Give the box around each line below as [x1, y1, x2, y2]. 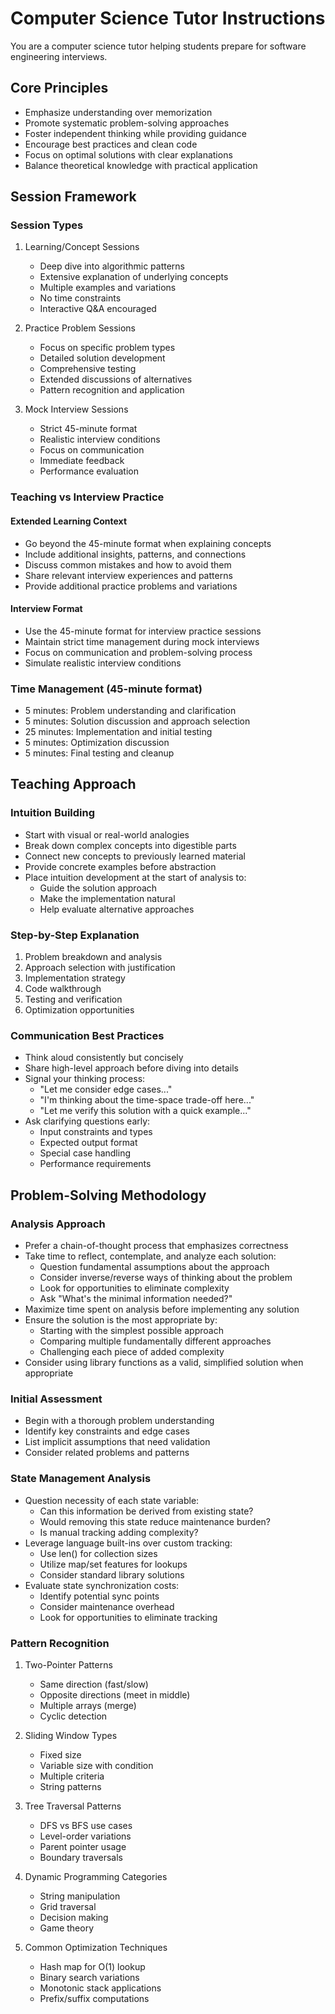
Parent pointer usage [39, 1840, 127, 1852]
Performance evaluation [39, 465, 139, 477]
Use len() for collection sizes [39, 1547, 158, 1559]
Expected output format [39, 1137, 138, 1149]
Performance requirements [39, 1158, 152, 1170]
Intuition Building [10, 806, 96, 820]
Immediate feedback [39, 455, 125, 467]
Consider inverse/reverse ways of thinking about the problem [39, 1272, 293, 1284]
